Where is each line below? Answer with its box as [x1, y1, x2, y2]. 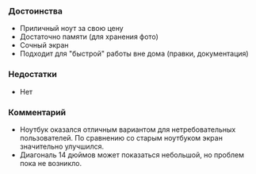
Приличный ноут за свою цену [19, 24, 124, 33]
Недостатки [8, 69, 57, 80]
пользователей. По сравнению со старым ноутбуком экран [19, 133, 224, 142]
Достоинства [8, 6, 63, 17]
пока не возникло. [19, 158, 82, 168]
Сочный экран [19, 41, 69, 50]
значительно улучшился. [19, 141, 105, 151]
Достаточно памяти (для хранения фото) [19, 32, 159, 41]
